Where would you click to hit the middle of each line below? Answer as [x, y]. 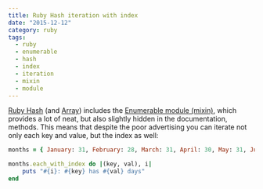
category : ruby [33, 30]
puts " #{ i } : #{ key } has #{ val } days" [84, 172]
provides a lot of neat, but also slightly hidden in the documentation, [118, 119]
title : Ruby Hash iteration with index [73, 15]
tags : [17, 37]
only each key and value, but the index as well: [83, 136]
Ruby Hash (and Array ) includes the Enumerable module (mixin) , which [122, 111]
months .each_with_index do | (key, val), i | [80, 164]
